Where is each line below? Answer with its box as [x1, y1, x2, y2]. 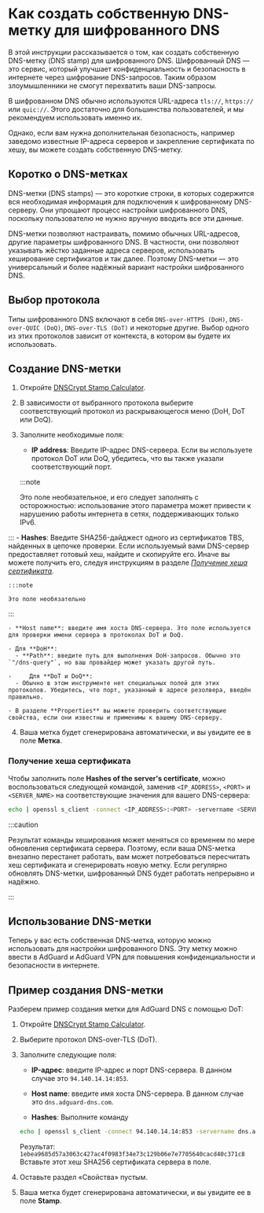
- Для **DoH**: [8, 645, 58, 653]
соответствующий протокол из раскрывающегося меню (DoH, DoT [19, 407, 246, 416]
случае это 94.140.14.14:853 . [31, 1074, 129, 1083]
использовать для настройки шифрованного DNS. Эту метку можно [8, 944, 238, 953]
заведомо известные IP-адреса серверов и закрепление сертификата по [8, 136, 255, 146]
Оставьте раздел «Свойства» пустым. [19, 1173, 148, 1182]
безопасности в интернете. [8, 960, 100, 970]
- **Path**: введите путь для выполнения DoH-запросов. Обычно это [15, 652, 241, 660]
